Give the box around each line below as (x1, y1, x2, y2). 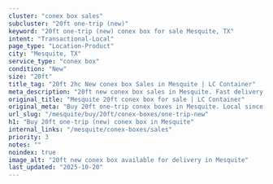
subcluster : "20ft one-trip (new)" (8, 20, 129, 28)
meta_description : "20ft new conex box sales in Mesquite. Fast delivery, (8, 87, 267, 96)
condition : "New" (8, 65, 67, 73)
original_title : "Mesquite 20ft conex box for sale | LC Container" (8, 95, 245, 103)
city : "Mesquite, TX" (8, 50, 82, 58)
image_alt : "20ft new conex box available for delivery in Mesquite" (8, 156, 249, 164)
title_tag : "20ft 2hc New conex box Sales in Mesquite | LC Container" (8, 80, 256, 88)
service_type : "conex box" (8, 58, 100, 66)
